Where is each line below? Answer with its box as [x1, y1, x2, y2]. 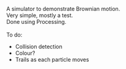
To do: [6, 31, 23, 38]
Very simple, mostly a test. [6, 12, 73, 19]
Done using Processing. [6, 18, 67, 25]
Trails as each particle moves [15, 56, 89, 63]
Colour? [15, 49, 35, 57]
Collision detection [15, 43, 62, 50]
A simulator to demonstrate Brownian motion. [6, 5, 120, 12]
